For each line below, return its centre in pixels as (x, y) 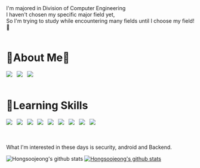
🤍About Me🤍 (38, 58)
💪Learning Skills (47, 106)
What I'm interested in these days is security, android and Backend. (89, 147)
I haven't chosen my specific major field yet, (61, 14)
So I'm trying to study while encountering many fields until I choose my (93, 21)
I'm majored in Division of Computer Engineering (66, 8)
